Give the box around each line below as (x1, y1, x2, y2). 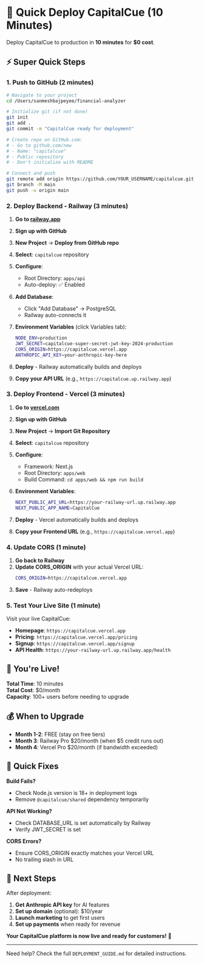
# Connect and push (6, 170, 56, 177)
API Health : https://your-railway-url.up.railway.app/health (15, 646, 171, 654)
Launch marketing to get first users (15, 914, 105, 922)
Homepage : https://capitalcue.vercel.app (15, 627, 126, 634)
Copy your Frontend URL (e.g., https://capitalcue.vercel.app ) (15, 528, 175, 535)
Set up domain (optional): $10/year (15, 908, 103, 915)
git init (6, 114, 29, 121)
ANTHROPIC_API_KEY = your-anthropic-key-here (15, 352, 127, 358)
